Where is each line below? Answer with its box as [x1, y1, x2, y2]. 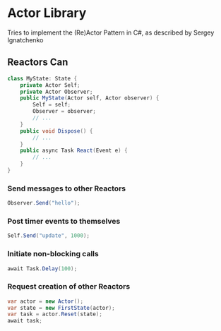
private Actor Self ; [20, 81, 80, 89]
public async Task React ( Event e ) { [20, 147, 129, 155]
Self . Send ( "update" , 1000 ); [7, 232, 90, 239]
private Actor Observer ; [20, 88, 93, 95]
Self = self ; [32, 101, 71, 109]
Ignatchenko [7, 35, 44, 44]
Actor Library [7, 5, 87, 21]
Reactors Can [7, 56, 68, 68]
